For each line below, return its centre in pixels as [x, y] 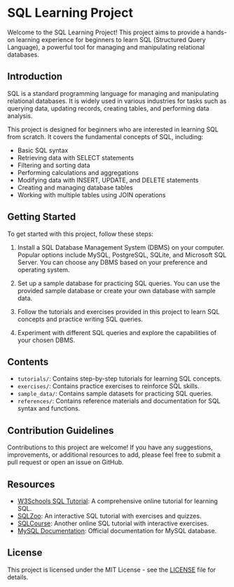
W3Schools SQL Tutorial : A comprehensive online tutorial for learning [118, 501]
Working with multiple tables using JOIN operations [91, 195]
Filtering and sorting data [54, 165]
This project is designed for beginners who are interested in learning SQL [113, 129]
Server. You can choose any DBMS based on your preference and [112, 262]
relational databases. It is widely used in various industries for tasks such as [117, 101]
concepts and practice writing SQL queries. [80, 319]
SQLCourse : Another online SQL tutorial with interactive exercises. [113, 523]
